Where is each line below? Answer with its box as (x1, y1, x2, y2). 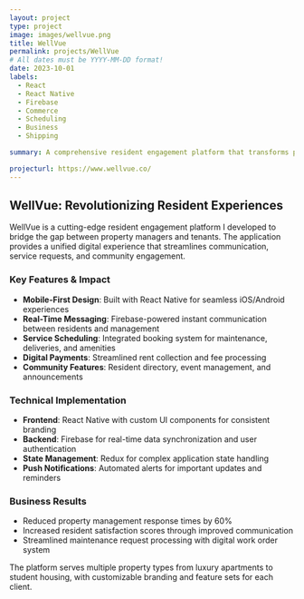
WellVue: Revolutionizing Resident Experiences (9, 198, 283, 213)
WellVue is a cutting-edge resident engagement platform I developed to (9, 221, 277, 232)
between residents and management (22, 323, 160, 334)
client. (9, 582, 33, 593)
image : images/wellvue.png (9, 30, 111, 39)
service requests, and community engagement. (9, 250, 185, 261)
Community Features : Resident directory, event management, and (22, 361, 271, 372)
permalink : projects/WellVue (9, 47, 119, 56)
